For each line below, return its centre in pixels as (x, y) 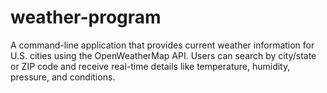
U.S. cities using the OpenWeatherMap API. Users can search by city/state (163, 55)
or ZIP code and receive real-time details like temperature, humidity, (150, 66)
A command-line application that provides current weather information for (162, 45)
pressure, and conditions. (63, 77)
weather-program (86, 17)
